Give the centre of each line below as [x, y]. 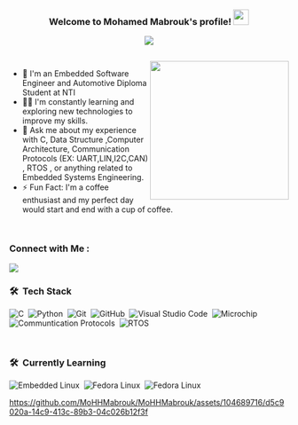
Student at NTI [48, 92]
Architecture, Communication [76, 149]
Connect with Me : [50, 248]
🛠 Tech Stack [41, 291]
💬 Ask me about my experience [79, 130]
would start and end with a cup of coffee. [97, 209]
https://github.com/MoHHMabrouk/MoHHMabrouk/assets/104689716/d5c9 [147, 403]
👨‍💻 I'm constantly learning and [78, 102]
